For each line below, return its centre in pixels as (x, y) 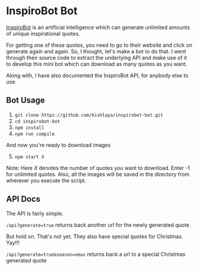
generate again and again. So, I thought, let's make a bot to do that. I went (96, 51)
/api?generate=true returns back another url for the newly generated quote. (98, 225)
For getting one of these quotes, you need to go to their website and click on (99, 45)
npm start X (29, 157)
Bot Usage (26, 100)
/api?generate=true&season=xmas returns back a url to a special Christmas (96, 254)
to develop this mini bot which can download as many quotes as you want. (97, 64)
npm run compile (35, 134)
